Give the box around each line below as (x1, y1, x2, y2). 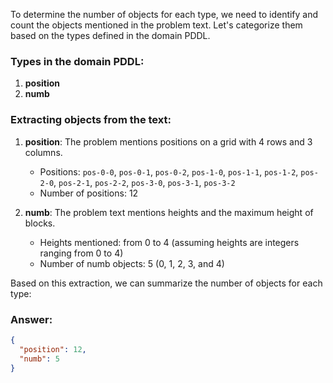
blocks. (24, 217, 56, 229)
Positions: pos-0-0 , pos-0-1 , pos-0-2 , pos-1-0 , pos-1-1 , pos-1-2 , (39, 165, 299, 178)
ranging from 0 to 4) (39, 247, 124, 259)
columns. (24, 146, 63, 158)
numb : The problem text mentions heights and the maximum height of (24, 206, 314, 218)
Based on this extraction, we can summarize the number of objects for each (10, 277, 323, 289)
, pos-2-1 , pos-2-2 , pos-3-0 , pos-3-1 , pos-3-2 (53, 176, 236, 188)
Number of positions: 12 (39, 187, 139, 199)
